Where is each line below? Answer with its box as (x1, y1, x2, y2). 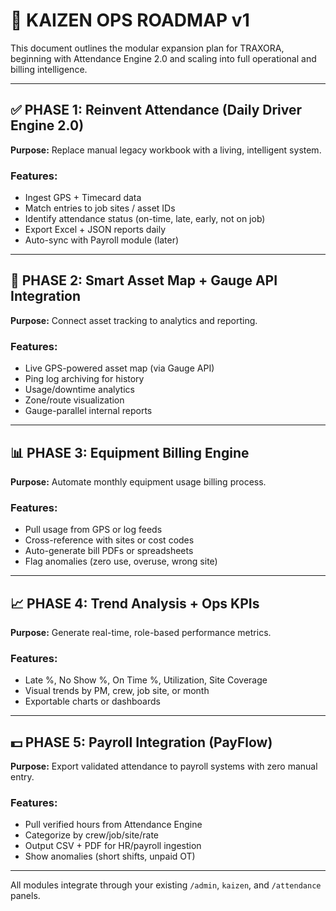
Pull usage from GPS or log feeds (24, 524, 163, 536)
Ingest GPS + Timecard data (24, 192, 142, 204)
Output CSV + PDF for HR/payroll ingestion (24, 840, 202, 852)
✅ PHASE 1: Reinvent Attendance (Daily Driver (10, 102, 303, 119)
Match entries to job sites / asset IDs (24, 202, 176, 214)
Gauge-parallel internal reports (24, 405, 153, 417)
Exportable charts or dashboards (24, 695, 161, 708)
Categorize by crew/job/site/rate (24, 829, 160, 841)
